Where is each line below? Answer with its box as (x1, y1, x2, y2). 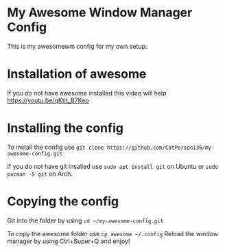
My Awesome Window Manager (7, 5, 193, 21)
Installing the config (7, 120, 123, 136)
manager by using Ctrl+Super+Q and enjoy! (7, 237, 130, 245)
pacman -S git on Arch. (7, 170, 73, 178)
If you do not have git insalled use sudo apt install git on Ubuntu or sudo (7, 162, 218, 170)
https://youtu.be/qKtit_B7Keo (7, 96, 89, 104)
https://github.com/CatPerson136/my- (106, 144, 215, 151)
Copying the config (7, 194, 119, 209)
